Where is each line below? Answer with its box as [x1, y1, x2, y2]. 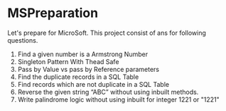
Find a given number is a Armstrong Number [17, 50, 148, 58]
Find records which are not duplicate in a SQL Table [17, 80, 169, 88]
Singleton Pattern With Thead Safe [17, 57, 119, 65]
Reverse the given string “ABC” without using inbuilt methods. [17, 88, 199, 96]
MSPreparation [7, 5, 98, 21]
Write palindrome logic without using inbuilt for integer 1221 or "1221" [17, 95, 220, 104]
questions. [7, 36, 38, 44]
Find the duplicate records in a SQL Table [17, 73, 139, 81]
